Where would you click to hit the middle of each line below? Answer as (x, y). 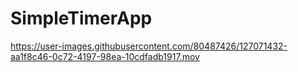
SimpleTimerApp (81, 18)
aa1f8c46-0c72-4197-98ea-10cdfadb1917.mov (105, 56)
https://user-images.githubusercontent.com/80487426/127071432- (149, 46)
